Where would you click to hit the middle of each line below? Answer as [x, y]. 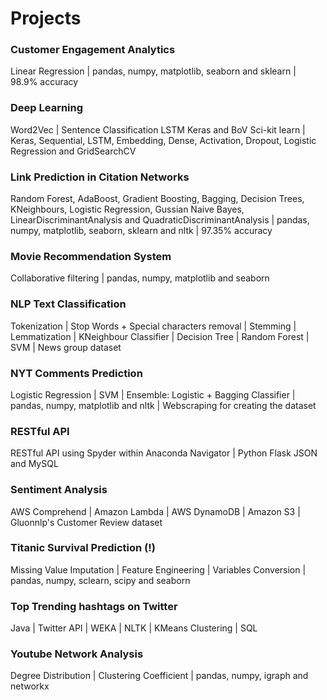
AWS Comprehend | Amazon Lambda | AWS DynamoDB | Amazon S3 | [155, 511]
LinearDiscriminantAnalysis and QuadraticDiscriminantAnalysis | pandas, [160, 220]
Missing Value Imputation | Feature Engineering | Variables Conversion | [158, 569]
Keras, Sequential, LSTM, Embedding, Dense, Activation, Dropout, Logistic [163, 140]
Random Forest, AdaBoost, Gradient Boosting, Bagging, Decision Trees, [157, 199]
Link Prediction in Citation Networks [100, 177]
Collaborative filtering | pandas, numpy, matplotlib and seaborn [140, 278]
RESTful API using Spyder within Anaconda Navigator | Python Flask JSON [164, 453]
